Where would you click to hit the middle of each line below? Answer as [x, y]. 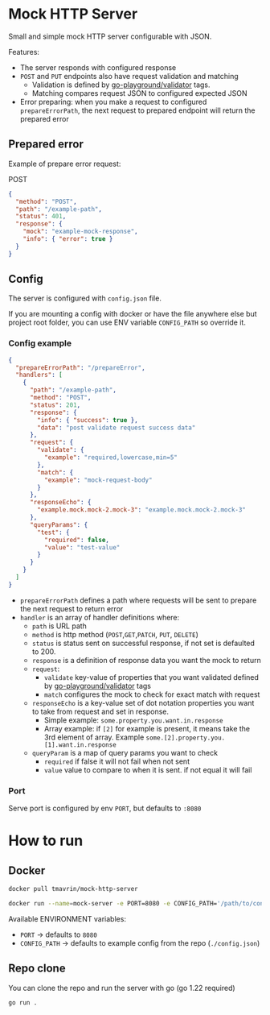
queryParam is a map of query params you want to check [125, 752]
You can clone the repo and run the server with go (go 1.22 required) [122, 988]
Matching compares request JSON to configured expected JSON [139, 93]
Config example [40, 343]
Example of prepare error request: [65, 164]
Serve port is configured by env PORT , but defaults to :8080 [105, 808]
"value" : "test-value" [82, 547]
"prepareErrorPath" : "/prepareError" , [81, 367]
